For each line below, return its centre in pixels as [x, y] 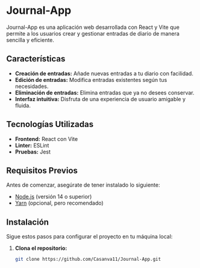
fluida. [23, 105]
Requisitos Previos [42, 170]
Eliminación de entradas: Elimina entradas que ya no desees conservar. [105, 92]
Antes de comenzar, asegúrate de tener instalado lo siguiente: [83, 185]
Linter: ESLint [32, 145]
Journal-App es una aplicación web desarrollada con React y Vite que [93, 27]
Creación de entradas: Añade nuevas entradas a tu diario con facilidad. [104, 73]
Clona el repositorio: [41, 248]
